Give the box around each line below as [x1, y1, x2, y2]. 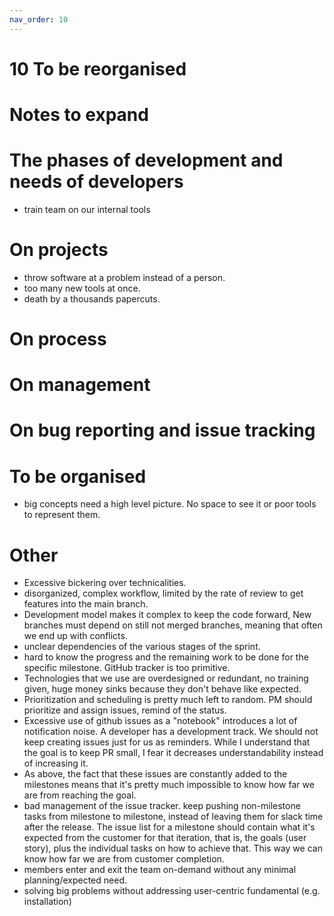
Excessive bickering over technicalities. [23, 577, 187, 589]
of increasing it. [23, 757, 89, 770]
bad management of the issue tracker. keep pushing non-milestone [23, 800, 301, 812]
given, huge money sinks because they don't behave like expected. [23, 683, 302, 695]
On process [9, 328, 107, 351]
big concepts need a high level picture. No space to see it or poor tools [23, 498, 317, 510]
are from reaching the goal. [23, 789, 137, 801]
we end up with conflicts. [23, 630, 128, 642]
